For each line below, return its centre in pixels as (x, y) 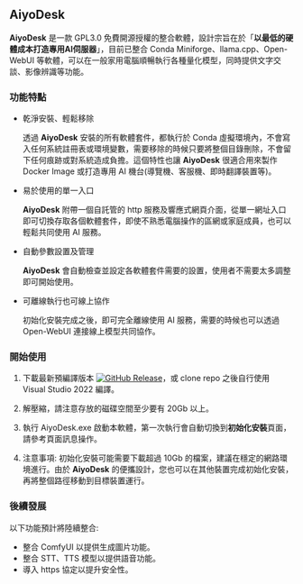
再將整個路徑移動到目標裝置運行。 (86, 480)
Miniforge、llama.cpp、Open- (232, 49)
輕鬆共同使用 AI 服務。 (64, 233)
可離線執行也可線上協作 (66, 301)
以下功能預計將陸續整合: (54, 527)
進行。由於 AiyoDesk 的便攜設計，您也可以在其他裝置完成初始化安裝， (162, 470)
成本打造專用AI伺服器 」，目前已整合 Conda (96, 49)
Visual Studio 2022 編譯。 (71, 389)
